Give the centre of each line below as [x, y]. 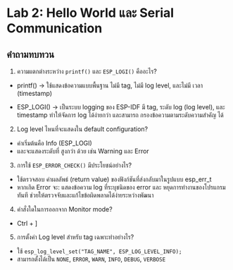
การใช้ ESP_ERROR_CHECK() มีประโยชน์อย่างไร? [74, 165]
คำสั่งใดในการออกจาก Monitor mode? [65, 209]
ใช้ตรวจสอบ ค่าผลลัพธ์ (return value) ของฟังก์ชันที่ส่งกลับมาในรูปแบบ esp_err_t [114, 179]
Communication [55, 29]
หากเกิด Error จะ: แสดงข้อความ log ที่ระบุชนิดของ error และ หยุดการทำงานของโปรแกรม [121, 187]
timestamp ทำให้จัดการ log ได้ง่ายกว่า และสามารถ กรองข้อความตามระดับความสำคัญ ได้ [120, 115]
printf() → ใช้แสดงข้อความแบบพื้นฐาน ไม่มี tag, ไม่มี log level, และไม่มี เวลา [110, 85]
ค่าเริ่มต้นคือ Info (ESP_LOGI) [54, 143]
